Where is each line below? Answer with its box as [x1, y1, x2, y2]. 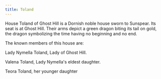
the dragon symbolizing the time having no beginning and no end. [5, 31, 138, 36]
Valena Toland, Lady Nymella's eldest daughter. [5, 59, 101, 64]
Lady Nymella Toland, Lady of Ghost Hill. [5, 49, 87, 55]
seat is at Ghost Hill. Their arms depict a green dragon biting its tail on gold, [5, 25, 157, 32]
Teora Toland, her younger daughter [5, 68, 78, 74]
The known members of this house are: [5, 40, 84, 46]
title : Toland [5, 7, 34, 12]
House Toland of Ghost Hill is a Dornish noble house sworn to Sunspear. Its [5, 20, 156, 26]
